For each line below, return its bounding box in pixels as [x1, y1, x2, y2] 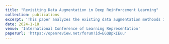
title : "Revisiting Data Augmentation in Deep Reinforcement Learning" [5, 7, 158, 13]
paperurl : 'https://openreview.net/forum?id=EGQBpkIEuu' [5, 31, 127, 36]
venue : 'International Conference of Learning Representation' [5, 26, 141, 31]
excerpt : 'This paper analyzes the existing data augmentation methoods [5, 17, 161, 22]
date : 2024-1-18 [5, 21, 39, 27]
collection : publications [5, 12, 59, 17]
